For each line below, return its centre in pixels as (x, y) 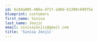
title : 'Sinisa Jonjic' (29, 32)
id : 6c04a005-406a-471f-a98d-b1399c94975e (49, 9)
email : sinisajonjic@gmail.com (37, 28)
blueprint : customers (27, 14)
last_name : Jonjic (24, 23)
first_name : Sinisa (25, 18)
